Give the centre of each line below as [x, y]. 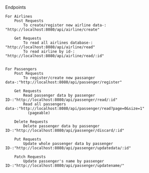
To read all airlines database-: [58, 43]
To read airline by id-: [49, 52]
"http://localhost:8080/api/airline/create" [52, 30]
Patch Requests [30, 157]
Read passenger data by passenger [59, 95]
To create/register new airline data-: [65, 25]
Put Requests [28, 139]
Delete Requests [31, 122]
